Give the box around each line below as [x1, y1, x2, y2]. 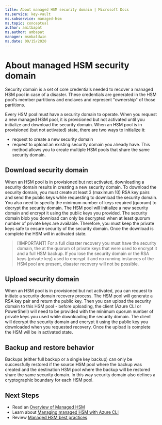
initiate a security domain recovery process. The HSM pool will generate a [5, 293, 153, 299]
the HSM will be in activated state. [5, 329, 73, 335]
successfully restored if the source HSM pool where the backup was [5, 362, 142, 367]
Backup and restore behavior [5, 343, 95, 351]
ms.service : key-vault [5, 12, 51, 17]
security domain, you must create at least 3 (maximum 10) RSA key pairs [5, 189, 150, 195]
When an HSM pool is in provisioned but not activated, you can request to [5, 288, 153, 294]
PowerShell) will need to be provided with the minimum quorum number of [5, 309, 154, 314]
